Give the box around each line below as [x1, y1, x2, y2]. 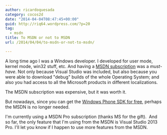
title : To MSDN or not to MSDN [5, 35, 70, 40]
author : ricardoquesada [5, 7, 55, 12]
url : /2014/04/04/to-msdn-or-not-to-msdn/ [5, 40, 95, 45]
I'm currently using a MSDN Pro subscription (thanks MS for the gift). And [5, 113, 158, 119]
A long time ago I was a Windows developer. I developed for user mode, [5, 58, 153, 64]
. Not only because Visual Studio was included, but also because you [15, 68, 157, 74]
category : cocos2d [5, 12, 43, 17]
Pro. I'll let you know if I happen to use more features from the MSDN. [5, 124, 148, 130]
